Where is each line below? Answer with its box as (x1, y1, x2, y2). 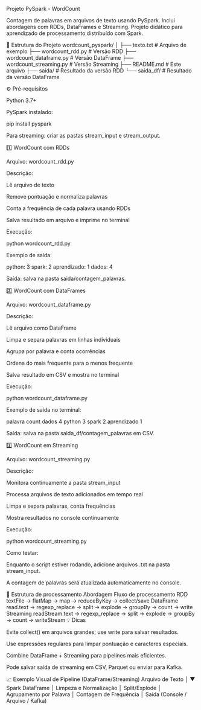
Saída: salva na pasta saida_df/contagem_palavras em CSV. (6, 430, 155, 437)
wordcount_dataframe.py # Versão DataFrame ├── (6, 54, 134, 61)
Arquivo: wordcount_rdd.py (6, 158, 74, 165)
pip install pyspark (6, 120, 53, 127)
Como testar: (6, 549, 39, 556)
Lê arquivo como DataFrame (6, 324, 77, 331)
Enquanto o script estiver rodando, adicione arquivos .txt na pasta (6, 561, 170, 568)
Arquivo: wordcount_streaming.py (6, 456, 91, 462)
